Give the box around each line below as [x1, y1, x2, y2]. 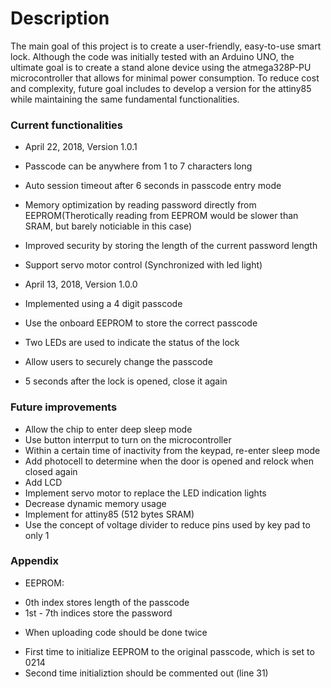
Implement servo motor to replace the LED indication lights [24, 487, 267, 499]
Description [10, 7, 110, 30]
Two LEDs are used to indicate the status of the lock [24, 337, 240, 349]
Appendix [10, 554, 60, 568]
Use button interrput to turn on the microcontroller [24, 433, 232, 446]
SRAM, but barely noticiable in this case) [24, 220, 193, 232]
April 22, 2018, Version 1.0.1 [24, 141, 138, 153]
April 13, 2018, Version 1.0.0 [24, 278, 138, 291]
